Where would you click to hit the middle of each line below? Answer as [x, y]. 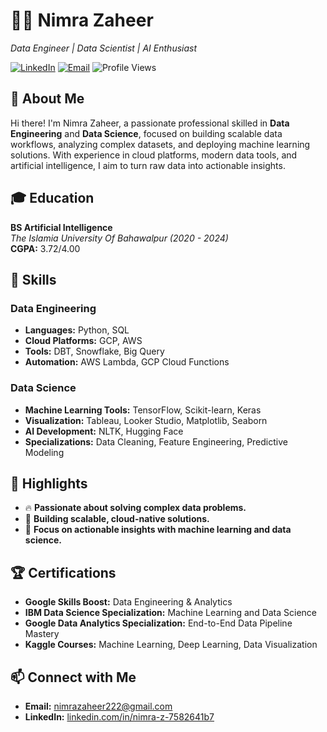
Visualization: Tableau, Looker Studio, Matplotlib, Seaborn [146, 420]
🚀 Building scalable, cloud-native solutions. [117, 519]
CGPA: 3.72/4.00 [45, 248]
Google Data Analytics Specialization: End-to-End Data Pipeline [158, 623]
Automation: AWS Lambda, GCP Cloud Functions [127, 362]
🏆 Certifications [63, 572]
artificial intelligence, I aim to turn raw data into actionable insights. [148, 165]
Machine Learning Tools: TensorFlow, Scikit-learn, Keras [143, 410]
